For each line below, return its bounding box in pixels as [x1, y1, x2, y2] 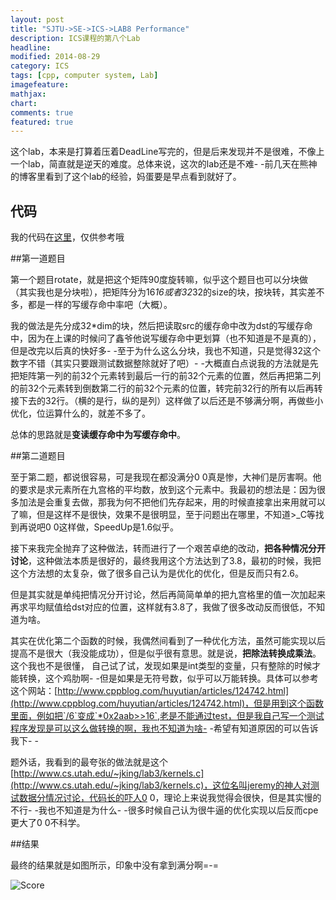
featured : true [10, 117, 74, 127]
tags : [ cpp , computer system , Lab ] [10, 71, 159, 81]
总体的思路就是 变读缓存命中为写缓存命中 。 [10, 429, 186, 441]
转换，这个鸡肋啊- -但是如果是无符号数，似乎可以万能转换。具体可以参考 [18, 672, 319, 685]
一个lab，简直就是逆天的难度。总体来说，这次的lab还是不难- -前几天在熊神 [10, 158, 318, 170]
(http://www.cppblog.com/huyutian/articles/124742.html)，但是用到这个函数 [10, 697, 324, 710]
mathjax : [10, 89, 47, 99]
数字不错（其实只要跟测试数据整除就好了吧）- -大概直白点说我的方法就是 [10, 357, 310, 370]
